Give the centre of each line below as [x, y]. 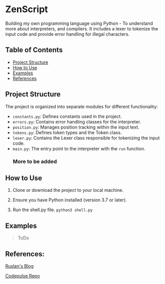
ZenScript [27, 9]
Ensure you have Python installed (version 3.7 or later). [70, 200]
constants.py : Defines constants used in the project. [67, 116]
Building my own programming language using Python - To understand [79, 23]
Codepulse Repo [23, 276]
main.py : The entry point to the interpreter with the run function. [79, 148]
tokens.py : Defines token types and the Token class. [67, 132]
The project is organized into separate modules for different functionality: [82, 106]
